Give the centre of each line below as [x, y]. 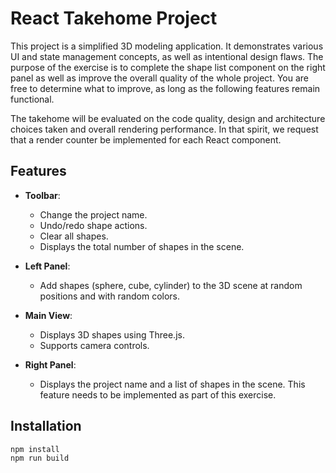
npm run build [40, 458]
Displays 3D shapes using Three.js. [112, 334]
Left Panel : [47, 266]
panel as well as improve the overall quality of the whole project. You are [160, 78]
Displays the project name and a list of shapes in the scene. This [172, 384]
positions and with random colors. [110, 296]
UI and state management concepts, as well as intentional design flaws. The [167, 56]
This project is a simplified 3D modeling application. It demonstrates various [167, 46]
